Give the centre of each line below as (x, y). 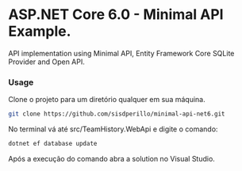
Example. (40, 31)
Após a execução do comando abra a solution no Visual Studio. (112, 158)
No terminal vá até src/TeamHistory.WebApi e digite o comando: (113, 129)
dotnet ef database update (53, 144)
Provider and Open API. (46, 62)
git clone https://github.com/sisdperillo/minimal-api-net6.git (117, 114)
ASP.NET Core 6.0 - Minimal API (116, 15)
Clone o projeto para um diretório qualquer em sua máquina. (107, 100)
